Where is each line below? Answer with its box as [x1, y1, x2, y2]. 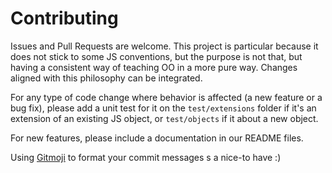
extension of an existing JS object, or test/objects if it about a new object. [10, 112, 319, 124]
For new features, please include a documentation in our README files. [10, 132, 304, 144]
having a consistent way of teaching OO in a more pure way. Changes [10, 61, 298, 73]
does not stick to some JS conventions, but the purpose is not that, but [10, 50, 303, 62]
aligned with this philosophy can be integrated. [10, 72, 203, 84]
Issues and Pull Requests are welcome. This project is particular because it [10, 40, 319, 52]
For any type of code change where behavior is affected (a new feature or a [10, 91, 323, 103]
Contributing [10, 7, 119, 30]
